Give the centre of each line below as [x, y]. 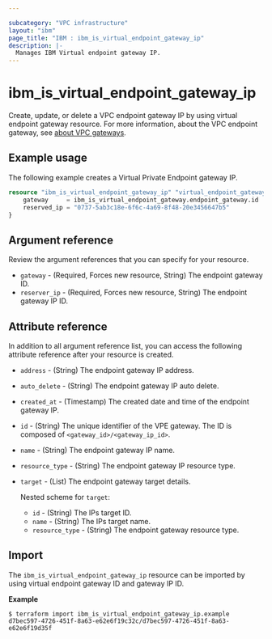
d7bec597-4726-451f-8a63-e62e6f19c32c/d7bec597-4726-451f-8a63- [119, 621]
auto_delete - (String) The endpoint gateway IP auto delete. [119, 386]
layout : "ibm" [32, 30]
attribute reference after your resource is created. [91, 354]
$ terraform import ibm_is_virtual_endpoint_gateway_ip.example [119, 614]
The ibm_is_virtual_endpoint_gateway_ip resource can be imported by [127, 574]
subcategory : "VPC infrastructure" [68, 23]
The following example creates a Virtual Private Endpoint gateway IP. [123, 177]
